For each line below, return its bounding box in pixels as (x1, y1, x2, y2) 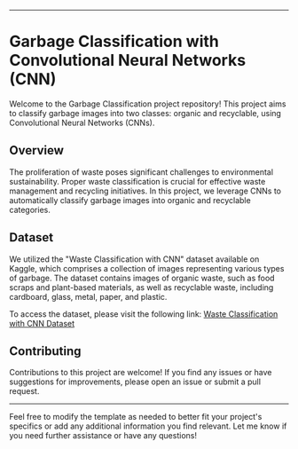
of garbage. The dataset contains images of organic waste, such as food (9, 272, 275, 283)
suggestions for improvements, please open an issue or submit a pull (9, 376, 262, 387)
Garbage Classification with (9, 32, 219, 51)
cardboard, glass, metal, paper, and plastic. (9, 291, 168, 302)
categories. (9, 204, 51, 215)
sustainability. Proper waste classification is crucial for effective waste (9, 176, 266, 186)
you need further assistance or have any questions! (9, 430, 198, 441)
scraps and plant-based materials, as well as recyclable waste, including (9, 281, 274, 293)
